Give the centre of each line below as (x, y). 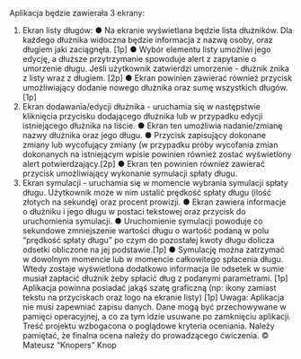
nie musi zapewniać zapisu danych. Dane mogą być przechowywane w (154, 307)
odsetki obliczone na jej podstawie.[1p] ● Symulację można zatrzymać (153, 250)
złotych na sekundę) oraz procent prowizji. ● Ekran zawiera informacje (154, 202)
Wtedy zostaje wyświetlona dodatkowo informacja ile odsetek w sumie (153, 269)
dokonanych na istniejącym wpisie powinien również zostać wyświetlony (157, 154)
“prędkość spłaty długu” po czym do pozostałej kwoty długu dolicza (148, 240)
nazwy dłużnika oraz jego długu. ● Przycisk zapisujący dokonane (144, 135)
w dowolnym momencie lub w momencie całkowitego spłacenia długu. (153, 259)
